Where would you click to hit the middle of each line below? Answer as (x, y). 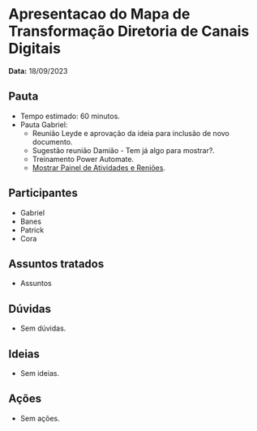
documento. (52, 142)
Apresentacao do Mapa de (99, 14)
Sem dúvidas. (43, 328)
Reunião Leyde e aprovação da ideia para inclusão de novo (131, 133)
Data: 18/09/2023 (38, 70)
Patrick (32, 230)
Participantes (43, 193)
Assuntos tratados (56, 264)
